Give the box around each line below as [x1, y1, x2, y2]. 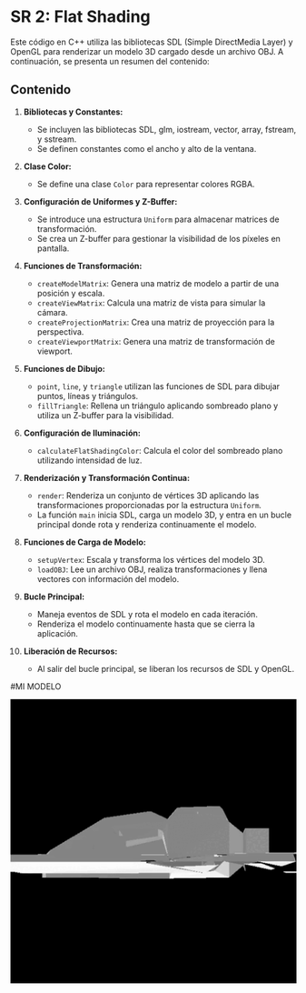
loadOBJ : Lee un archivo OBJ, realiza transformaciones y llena [36, 564, 268, 575]
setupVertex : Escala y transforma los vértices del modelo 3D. [36, 554, 266, 565]
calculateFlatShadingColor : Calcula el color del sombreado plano [36, 445, 283, 456]
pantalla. [36, 243, 70, 254]
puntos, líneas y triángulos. [36, 390, 139, 401]
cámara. [36, 306, 68, 317]
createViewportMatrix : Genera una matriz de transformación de [36, 336, 275, 346]
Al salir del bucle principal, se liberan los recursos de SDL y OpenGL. [36, 663, 295, 674]
